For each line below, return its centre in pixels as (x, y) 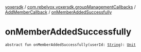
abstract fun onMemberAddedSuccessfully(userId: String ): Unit (70, 45)
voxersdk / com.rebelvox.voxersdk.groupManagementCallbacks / (70, 7)
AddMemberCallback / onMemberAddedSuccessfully (59, 12)
